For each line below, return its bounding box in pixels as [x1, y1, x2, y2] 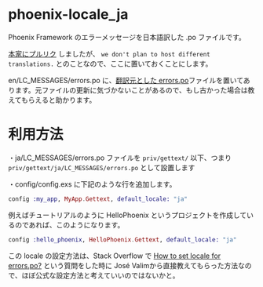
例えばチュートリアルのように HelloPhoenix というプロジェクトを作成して [8, 210, 247, 220]
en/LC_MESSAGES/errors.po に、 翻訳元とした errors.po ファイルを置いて [8, 75, 243, 85]
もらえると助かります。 [20, 95, 97, 104]
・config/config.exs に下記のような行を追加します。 [8, 179, 177, 189]
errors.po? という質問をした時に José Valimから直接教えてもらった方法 [8, 260, 239, 270]
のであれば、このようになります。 [14, 220, 125, 229]
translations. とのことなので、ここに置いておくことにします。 [8, 59, 213, 68]
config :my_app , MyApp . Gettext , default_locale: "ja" [8, 194, 188, 203]
